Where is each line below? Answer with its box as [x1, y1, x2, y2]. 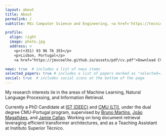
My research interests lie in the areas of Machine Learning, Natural [5, 90, 141, 95]
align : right [9, 35, 37, 40]
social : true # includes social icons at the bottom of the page [5, 76, 145, 81]
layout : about [5, 7, 35, 12]
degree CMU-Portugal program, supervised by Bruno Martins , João [5, 109, 143, 115]
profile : [5, 30, 23, 35]
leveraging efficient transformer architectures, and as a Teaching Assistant [5, 120, 157, 126]
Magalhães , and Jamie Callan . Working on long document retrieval [5, 115, 141, 120]
